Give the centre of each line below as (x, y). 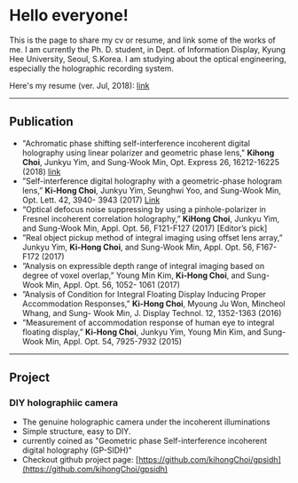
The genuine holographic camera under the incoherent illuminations (146, 422)
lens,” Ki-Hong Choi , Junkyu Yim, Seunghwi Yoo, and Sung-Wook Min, (152, 190)
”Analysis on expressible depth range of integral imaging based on (143, 265)
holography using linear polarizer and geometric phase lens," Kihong (148, 153)
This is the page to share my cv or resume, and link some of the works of (143, 40)
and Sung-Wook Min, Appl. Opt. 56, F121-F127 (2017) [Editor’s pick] (145, 228)
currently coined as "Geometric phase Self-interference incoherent (145, 441)
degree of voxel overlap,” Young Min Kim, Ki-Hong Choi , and (133, 275)
